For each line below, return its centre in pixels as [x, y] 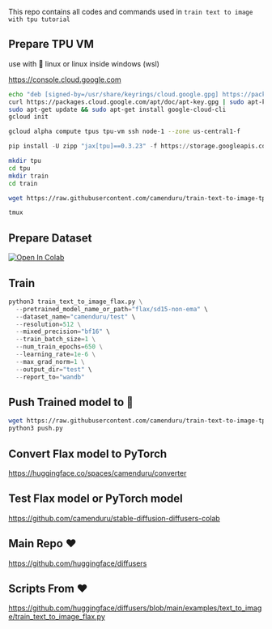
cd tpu [19, 168]
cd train [23, 183]
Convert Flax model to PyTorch [88, 454]
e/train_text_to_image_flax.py [57, 617]
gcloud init [28, 117]
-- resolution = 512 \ [49, 324]
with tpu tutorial [39, 19]
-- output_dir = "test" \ [54, 369]
